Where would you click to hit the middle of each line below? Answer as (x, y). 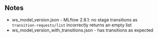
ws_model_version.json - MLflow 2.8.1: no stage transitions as (75, 19)
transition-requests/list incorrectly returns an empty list (72, 25)
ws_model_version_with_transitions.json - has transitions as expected (82, 30)
